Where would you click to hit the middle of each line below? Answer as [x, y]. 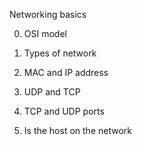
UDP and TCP [52, 92]
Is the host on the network [77, 130]
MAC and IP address [66, 72]
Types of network [60, 53]
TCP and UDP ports [64, 111]
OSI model [45, 33]
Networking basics [48, 14]
